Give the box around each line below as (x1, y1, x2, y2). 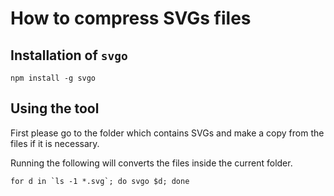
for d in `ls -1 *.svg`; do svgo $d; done (10, 176, 190, 186)
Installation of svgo (10, 47, 128, 64)
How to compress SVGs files (10, 7, 252, 30)
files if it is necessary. (10, 137, 100, 149)
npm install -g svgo (10, 73, 97, 83)
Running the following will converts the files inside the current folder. (10, 157, 293, 169)
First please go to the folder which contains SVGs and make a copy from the (10, 127, 325, 139)
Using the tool (10, 100, 100, 117)
